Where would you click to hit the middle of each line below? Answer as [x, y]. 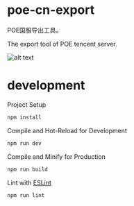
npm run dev [24, 143]
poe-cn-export [51, 10]
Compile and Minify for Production [56, 156]
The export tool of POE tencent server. [62, 44]
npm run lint [26, 195]
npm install [24, 117]
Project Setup [27, 104]
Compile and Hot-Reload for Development [67, 130]
